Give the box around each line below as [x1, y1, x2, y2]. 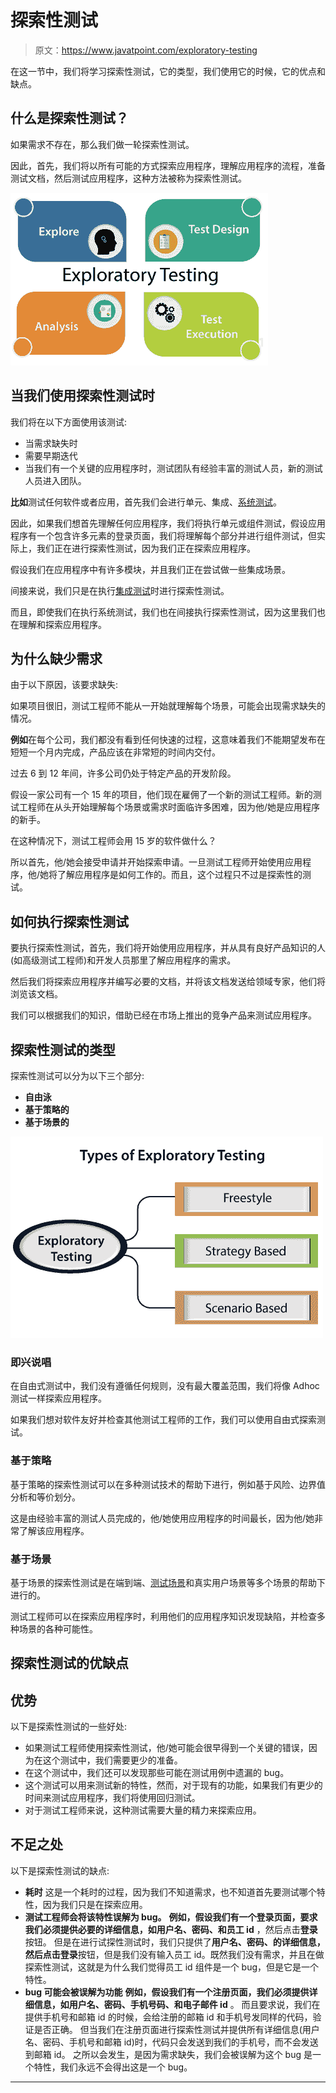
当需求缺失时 [24, 437, 78, 449]
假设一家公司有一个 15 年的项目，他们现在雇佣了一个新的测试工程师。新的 [10, 789, 313, 801]
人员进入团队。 [24, 474, 87, 486]
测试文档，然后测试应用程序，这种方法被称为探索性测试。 [10, 172, 247, 184]
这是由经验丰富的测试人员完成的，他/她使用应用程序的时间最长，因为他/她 [10, 1512, 315, 1524]
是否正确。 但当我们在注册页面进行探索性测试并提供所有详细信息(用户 [33, 2023, 320, 2035]
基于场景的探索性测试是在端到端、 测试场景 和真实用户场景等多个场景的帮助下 [10, 1576, 326, 1588]
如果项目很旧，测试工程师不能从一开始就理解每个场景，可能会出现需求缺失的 [10, 700, 326, 712]
